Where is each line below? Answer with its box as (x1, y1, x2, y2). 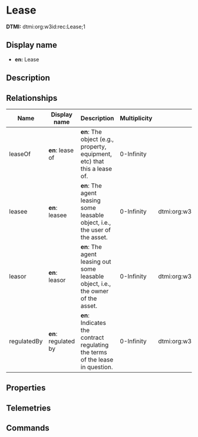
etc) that (80, 157, 104, 165)
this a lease (80, 165, 113, 173)
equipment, (80, 150, 112, 158)
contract (80, 333, 104, 341)
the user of (80, 225, 111, 234)
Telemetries (6, 403, 51, 413)
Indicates (80, 318, 106, 327)
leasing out (80, 257, 111, 265)
